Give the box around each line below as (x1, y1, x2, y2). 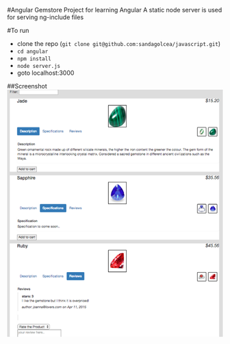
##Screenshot (7, 82, 47, 90)
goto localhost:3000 (16, 69, 75, 77)
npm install (16, 56, 51, 62)
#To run (7, 27, 29, 34)
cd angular (16, 48, 49, 55)
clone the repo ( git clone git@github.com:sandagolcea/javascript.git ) (16, 40, 221, 47)
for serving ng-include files (7, 13, 84, 21)
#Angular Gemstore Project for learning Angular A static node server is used (7, 6, 222, 14)
